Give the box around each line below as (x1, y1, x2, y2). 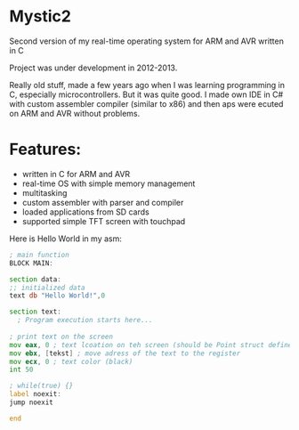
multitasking (21, 187, 68, 198)
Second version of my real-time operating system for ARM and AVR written (9, 36, 285, 46)
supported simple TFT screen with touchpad (21, 215, 186, 226)
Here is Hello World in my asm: (9, 233, 122, 244)
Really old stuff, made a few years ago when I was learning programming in (9, 79, 286, 90)
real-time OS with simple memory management (21, 178, 196, 189)
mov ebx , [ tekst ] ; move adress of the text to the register (9, 349, 241, 358)
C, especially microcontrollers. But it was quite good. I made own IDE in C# (9, 89, 284, 100)
